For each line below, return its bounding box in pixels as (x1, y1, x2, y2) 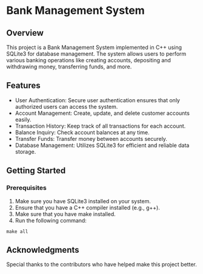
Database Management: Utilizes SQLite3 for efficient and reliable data (15, 142, 190, 149)
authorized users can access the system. (15, 103, 118, 110)
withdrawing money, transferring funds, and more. (6, 63, 132, 70)
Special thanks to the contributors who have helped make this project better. (6, 261, 197, 268)
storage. (15, 148, 36, 155)
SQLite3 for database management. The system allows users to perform (6, 50, 187, 57)
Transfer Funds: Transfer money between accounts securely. (15, 135, 168, 142)
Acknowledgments (6, 244, 80, 255)
